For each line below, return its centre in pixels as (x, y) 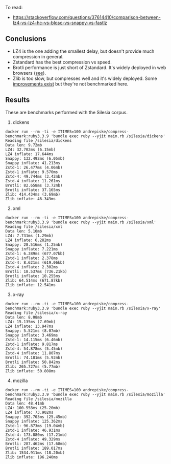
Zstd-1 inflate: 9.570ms (32, 172)
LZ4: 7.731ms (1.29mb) (29, 236)
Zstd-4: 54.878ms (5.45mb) (34, 349)
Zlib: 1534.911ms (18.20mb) (35, 453)
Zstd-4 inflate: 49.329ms (33, 439)
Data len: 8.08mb (24, 317)
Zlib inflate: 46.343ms (31, 199)
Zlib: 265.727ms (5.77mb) (33, 366)
